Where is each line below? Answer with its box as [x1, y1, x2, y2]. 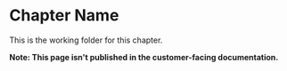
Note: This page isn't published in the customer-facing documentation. [9, 51, 279, 62]
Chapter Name [9, 5, 119, 26]
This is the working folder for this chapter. [9, 35, 163, 45]
